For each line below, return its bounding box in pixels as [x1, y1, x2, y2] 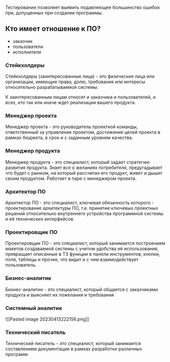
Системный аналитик [5, 304, 62, 311]
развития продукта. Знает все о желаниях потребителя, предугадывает [5, 164, 162, 171]
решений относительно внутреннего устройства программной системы [5, 210, 163, 216]
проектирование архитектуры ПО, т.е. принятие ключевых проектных [5, 205, 158, 211]
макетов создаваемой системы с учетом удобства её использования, [5, 246, 159, 252]
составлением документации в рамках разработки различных [5, 346, 142, 352]
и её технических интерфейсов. [5, 216, 75, 222]
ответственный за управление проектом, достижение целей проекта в [5, 129, 161, 135]
